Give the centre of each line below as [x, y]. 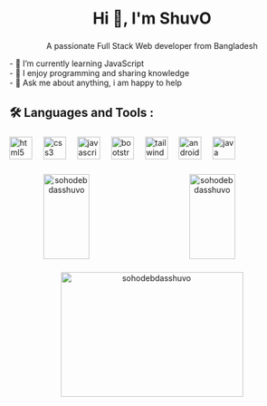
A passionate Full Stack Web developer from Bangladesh [152, 46]
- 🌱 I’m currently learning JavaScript [77, 63]
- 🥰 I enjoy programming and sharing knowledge [100, 73]
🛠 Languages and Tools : [81, 112]
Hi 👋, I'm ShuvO [152, 19]
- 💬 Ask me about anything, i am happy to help [96, 83]
